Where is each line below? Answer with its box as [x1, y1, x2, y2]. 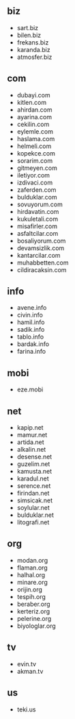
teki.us [16, 705, 36, 714]
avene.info [16, 304, 47, 312]
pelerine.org [16, 614, 52, 622]
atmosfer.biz [16, 53, 52, 61]
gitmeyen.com [16, 164, 58, 172]
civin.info [16, 311, 43, 319]
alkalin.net [16, 446, 46, 454]
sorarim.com [16, 156, 53, 164]
